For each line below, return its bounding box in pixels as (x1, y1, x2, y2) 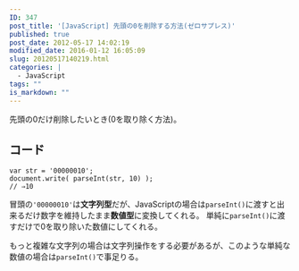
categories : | (9, 64, 62, 72)
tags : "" (9, 80, 42, 89)
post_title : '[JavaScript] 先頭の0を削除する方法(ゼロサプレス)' (9, 21, 237, 30)
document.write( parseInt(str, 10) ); (9, 174, 154, 183)
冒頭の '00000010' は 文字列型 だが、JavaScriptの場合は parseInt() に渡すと (9, 199, 278, 210)
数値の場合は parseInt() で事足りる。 (9, 251, 144, 262)
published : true (9, 30, 70, 38)
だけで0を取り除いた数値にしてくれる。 (16, 221, 162, 233)
